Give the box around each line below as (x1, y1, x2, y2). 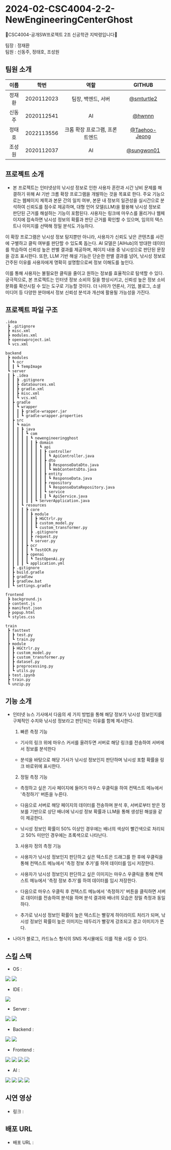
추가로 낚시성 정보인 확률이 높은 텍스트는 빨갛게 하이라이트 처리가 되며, (20, 912, 160, 918)
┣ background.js (7, 596, 42, 602)
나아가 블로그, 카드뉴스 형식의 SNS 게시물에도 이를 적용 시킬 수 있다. (12, 936, 148, 942)
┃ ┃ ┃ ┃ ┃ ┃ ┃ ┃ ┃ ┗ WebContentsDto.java (7, 467, 97, 472)
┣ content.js (7, 601, 36, 606)
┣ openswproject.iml (7, 337, 51, 342)
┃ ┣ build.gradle (7, 570, 44, 575)
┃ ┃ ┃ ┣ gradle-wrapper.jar (7, 409, 67, 414)
